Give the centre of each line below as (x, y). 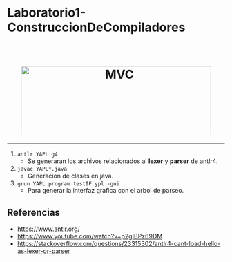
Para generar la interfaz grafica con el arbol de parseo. (106, 191)
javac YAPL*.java (42, 169)
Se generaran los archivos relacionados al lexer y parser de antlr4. (123, 161)
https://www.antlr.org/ (49, 229)
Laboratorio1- (47, 13)
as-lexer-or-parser (43, 251)
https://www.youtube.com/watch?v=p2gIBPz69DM (90, 236)
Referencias (34, 212)
